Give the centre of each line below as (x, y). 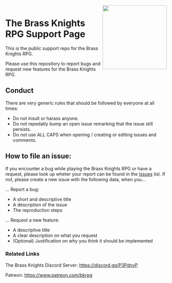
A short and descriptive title (42, 199)
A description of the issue (40, 205)
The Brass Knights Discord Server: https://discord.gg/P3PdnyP (72, 265)
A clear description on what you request (55, 235)
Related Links (23, 254)
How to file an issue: (38, 156)
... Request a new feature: (33, 220)
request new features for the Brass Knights (51, 69)
